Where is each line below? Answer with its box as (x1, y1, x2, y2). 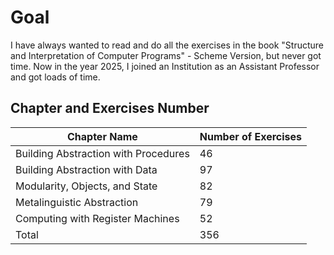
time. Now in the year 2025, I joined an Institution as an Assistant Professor (10, 60, 320, 72)
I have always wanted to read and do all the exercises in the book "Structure (10, 39, 325, 51)
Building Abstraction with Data (15, 162, 158, 176)
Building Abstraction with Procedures (15, 146, 190, 160)
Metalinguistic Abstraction (15, 195, 139, 209)
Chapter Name (66, 129, 138, 143)
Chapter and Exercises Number (10, 100, 210, 117)
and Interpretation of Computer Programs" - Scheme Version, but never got (10, 49, 322, 61)
